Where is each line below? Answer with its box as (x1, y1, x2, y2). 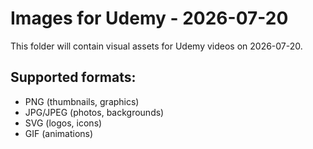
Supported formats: (10, 69, 137, 86)
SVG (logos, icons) (24, 117, 103, 129)
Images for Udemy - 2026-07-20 (10, 7, 289, 30)
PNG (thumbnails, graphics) (24, 95, 140, 107)
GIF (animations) (24, 127, 94, 139)
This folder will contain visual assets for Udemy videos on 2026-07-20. (10, 40, 303, 52)
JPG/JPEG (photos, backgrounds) (24, 106, 165, 118)
